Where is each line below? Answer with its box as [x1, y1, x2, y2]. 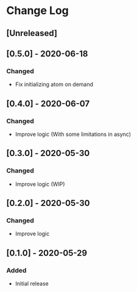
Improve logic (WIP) [15, 180, 65, 188]
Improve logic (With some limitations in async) [15, 130, 132, 138]
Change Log [6, 4, 69, 18]
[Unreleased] [6, 28, 58, 38]
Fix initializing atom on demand [15, 80, 93, 88]
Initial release [15, 280, 49, 287]
